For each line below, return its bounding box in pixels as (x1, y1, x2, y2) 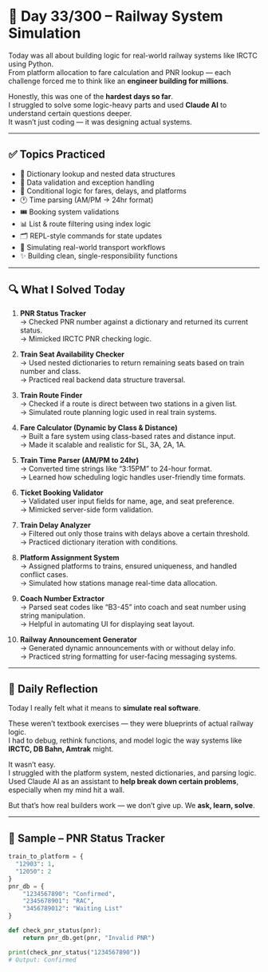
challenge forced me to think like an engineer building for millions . (8, 76, 229, 86)
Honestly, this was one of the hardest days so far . (8, 91, 174, 101)
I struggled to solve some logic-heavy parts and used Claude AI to (8, 100, 227, 110)
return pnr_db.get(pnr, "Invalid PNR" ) (22, 934, 156, 942)
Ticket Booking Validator (19, 488, 104, 497)
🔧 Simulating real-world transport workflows (19, 242, 166, 252)
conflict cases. (19, 569, 69, 579)
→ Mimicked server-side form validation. (19, 504, 154, 514)
